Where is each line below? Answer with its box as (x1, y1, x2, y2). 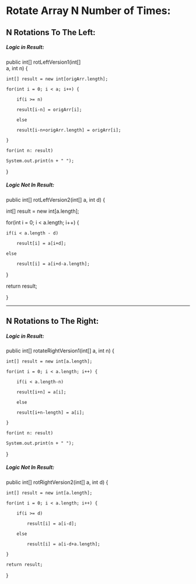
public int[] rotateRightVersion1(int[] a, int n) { (6, 347, 115, 354)
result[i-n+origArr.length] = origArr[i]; (16, 127, 121, 133)
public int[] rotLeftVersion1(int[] (6, 58, 81, 65)
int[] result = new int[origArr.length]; (6, 76, 108, 82)
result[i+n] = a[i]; (16, 389, 66, 395)
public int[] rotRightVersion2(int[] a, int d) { (6, 478, 108, 486)
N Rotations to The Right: (6, 316, 99, 326)
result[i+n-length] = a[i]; (16, 409, 85, 416)
